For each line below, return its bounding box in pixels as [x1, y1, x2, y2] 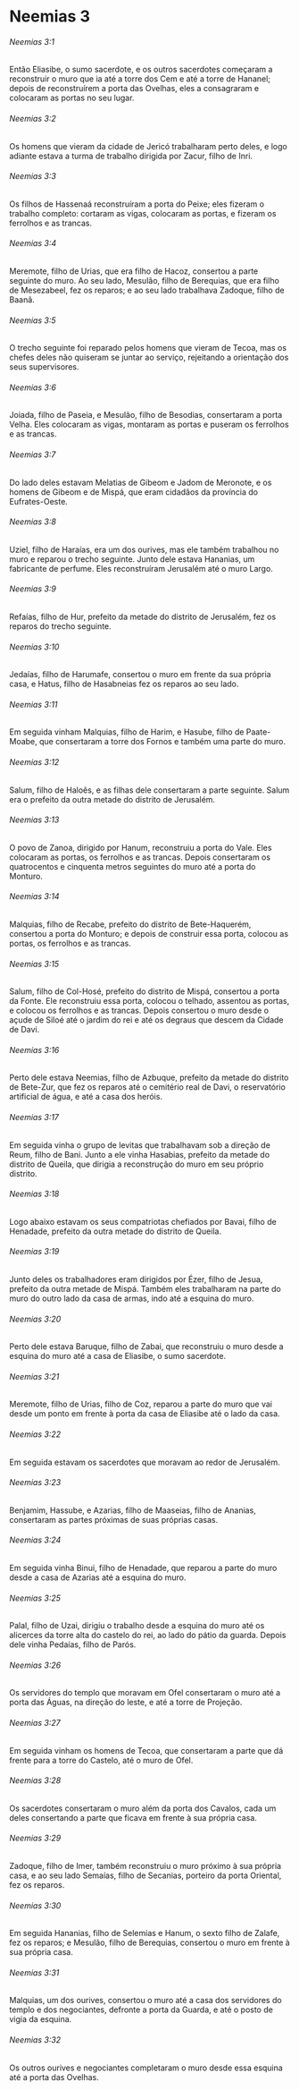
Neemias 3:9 [9, 583, 56, 594]
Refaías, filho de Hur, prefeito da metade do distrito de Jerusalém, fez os [9, 611, 277, 623]
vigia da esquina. [9, 2014, 72, 2025]
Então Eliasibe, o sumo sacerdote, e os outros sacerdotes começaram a [9, 64, 273, 75]
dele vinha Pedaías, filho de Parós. [9, 1639, 137, 1650]
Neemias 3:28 [9, 1775, 62, 1786]
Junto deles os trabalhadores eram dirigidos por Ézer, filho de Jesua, [9, 1274, 263, 1285]
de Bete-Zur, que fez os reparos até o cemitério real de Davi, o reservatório [9, 1082, 286, 1092]
